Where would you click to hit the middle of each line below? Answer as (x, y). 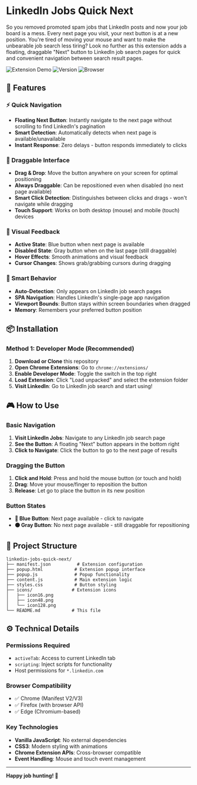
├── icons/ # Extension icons (61, 590)
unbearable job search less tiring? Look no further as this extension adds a (96, 46)
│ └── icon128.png (31, 606)
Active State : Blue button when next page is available (79, 244)
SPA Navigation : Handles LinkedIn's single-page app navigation (92, 297)
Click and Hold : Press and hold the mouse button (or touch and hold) (98, 478)
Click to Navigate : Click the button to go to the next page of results (96, 450)
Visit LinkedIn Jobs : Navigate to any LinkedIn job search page (90, 437)
